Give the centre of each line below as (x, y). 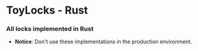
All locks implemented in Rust (50, 29)
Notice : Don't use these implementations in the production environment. (103, 42)
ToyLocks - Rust (47, 10)
